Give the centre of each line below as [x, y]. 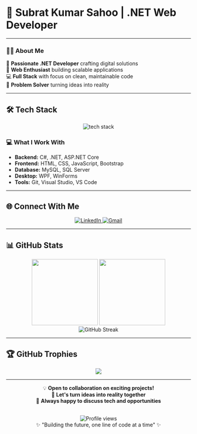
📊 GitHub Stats [35, 245]
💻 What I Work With [35, 142]
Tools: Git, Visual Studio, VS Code [56, 182]
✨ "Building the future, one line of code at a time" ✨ [98, 425]
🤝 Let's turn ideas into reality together [98, 395]
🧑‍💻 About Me [25, 51]
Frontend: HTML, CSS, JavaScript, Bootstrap [69, 163]
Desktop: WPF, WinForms [46, 176]
